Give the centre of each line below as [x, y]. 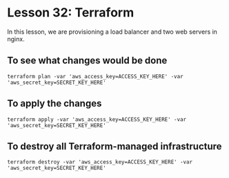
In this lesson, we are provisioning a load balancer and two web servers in [112, 32]
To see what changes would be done [87, 61]
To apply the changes [54, 103]
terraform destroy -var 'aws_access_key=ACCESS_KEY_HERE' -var [100, 162]
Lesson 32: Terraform [71, 13]
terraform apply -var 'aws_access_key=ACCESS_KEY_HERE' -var [97, 119]
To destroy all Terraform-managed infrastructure [114, 146]
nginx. [16, 38]
